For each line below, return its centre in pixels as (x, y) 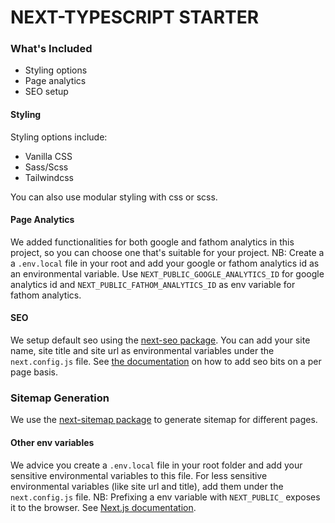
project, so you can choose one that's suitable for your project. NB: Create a (167, 252)
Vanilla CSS (48, 156)
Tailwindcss (49, 177)
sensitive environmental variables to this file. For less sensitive (139, 475)
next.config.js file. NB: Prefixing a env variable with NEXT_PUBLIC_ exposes (165, 497)
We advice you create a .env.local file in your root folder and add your (156, 465)
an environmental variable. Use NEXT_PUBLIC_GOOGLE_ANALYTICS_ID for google (167, 273)
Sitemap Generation (60, 398)
